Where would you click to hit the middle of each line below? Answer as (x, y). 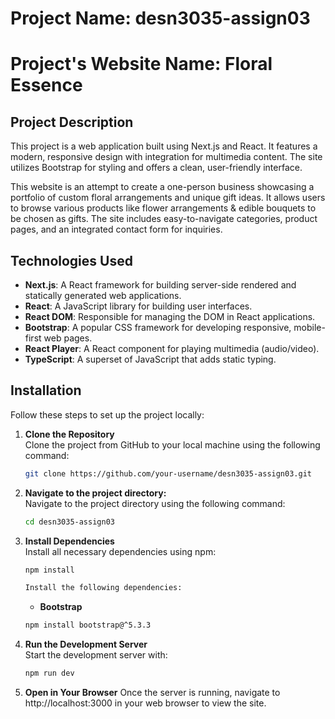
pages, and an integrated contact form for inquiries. (116, 229)
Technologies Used (71, 260)
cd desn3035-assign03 (69, 522)
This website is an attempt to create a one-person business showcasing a (162, 187)
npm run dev (49, 673)
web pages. (68, 338)
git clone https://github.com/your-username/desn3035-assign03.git (168, 473)
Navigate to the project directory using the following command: (155, 503)
